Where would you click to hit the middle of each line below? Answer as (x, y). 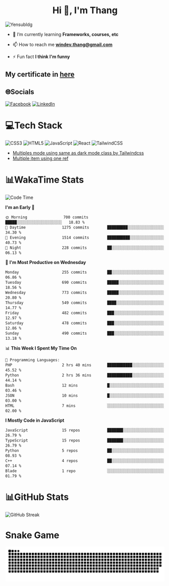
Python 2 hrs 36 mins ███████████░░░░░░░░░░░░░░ (85, 375)
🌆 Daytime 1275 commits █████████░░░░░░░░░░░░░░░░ (85, 228)
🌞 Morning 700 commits (47, 217)
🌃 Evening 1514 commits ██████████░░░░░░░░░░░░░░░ (85, 238)
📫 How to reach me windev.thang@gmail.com (62, 44)
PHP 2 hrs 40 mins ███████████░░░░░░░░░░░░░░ (85, 365)
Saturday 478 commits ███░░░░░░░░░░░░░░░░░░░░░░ (85, 323)
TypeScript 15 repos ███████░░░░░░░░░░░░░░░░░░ (85, 441)
